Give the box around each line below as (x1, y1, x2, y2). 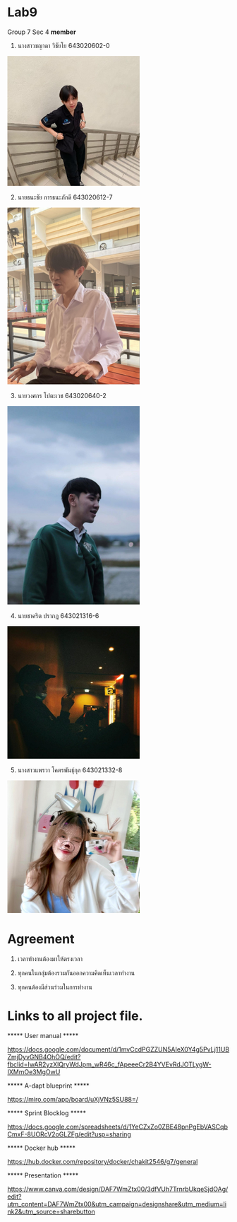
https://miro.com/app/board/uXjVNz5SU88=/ (7, 1095, 139, 1104)
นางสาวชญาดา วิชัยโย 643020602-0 (17, 41, 111, 50)
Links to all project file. (7, 1008, 143, 1024)
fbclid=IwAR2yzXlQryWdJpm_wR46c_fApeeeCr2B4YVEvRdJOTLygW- (7, 1060, 212, 1069)
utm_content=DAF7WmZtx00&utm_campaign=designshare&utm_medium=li (7, 1200, 227, 1209)
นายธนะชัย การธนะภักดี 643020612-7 (17, 192, 113, 202)
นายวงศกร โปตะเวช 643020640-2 (17, 391, 107, 400)
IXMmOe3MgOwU (7, 1068, 61, 1076)
